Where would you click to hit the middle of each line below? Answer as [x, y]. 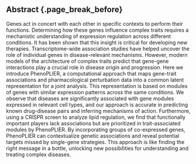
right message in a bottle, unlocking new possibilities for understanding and [97, 148]
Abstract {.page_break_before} [64, 10]
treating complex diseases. [39, 154]
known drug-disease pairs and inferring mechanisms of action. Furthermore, [98, 111]
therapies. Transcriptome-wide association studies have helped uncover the [98, 49]
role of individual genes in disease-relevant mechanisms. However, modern [97, 54]
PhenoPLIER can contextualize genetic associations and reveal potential [93, 136]
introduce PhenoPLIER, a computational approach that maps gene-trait [91, 73]
